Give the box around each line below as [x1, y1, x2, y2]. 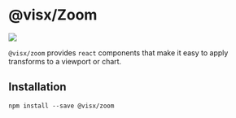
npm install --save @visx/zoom [8, 102, 115, 110]
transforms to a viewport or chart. [8, 56, 122, 66]
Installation [8, 80, 67, 94]
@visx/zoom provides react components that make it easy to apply [8, 47, 229, 58]
